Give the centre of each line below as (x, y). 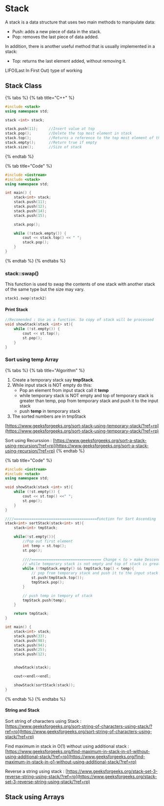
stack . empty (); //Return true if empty (51, 142)
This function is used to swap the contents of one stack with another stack (80, 284)
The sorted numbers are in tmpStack (49, 416)
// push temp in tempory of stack (58, 595)
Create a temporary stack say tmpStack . (53, 379)
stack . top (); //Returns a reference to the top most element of (79, 138)
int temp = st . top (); (45, 546)
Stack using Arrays (35, 797)
